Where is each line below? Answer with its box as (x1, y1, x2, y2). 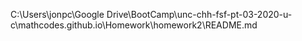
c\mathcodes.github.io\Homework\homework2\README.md (10, 19, 258, 31)
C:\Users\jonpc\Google (10, 9, 105, 20)
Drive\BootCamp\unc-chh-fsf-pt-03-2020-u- (106, 9, 293, 20)
